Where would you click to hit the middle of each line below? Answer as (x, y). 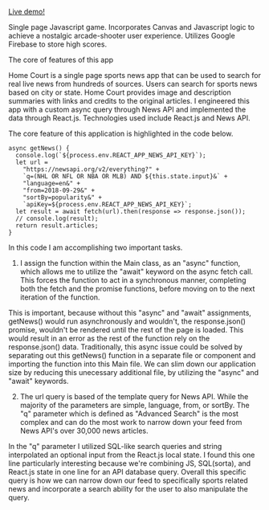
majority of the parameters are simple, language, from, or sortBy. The (135, 405)
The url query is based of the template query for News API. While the (134, 396)
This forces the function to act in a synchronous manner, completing (133, 280)
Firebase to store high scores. (57, 44)
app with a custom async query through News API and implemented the (127, 109)
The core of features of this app (61, 60)
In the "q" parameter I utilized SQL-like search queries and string (115, 446)
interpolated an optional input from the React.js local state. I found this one (132, 455)
